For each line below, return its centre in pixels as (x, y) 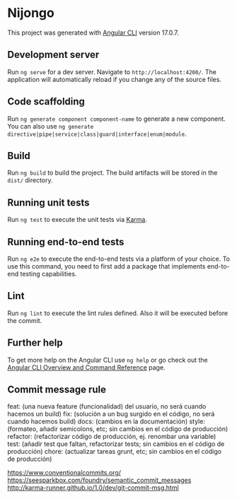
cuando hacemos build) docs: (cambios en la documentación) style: (106, 421)
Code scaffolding (46, 101)
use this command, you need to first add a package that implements (106, 266)
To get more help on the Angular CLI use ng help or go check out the (108, 360)
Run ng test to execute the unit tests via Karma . (77, 220)
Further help (35, 343)
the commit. (25, 320)
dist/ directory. (30, 180)
